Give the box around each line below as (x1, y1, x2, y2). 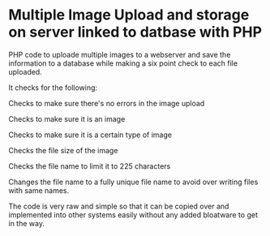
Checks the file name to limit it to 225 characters (8, 161, 171, 171)
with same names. (8, 185, 70, 195)
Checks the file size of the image (8, 145, 118, 155)
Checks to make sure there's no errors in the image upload (8, 98, 205, 108)
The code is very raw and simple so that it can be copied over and (8, 201, 229, 211)
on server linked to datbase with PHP (8, 23, 262, 41)
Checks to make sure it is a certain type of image (8, 130, 173, 139)
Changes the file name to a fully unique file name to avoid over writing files (8, 177, 259, 187)
